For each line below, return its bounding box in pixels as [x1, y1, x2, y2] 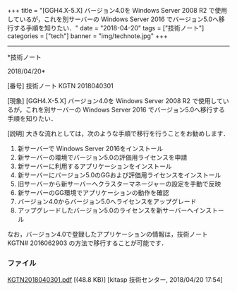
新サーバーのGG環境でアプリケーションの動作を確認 [17, 189, 169, 196]
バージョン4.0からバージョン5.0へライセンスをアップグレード [17, 197, 197, 206]
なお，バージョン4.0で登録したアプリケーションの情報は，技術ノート [7, 230, 208, 238]
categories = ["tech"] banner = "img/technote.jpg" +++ [7, 32, 168, 40]
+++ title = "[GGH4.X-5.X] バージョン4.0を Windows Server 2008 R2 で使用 [7, 6, 228, 14]
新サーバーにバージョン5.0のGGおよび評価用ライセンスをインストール [17, 171, 221, 179]
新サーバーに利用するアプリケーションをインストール [17, 162, 173, 170]
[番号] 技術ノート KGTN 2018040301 [7, 82, 114, 90]
